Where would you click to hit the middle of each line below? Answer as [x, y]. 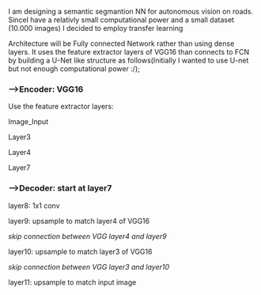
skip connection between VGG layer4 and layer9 [88, 236]
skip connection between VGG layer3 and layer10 [89, 267]
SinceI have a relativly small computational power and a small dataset [121, 20]
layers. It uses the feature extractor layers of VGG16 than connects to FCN [129, 52]
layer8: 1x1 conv [34, 206]
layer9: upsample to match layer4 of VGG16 [79, 221]
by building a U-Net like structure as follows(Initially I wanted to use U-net [129, 60]
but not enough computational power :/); [74, 69]
